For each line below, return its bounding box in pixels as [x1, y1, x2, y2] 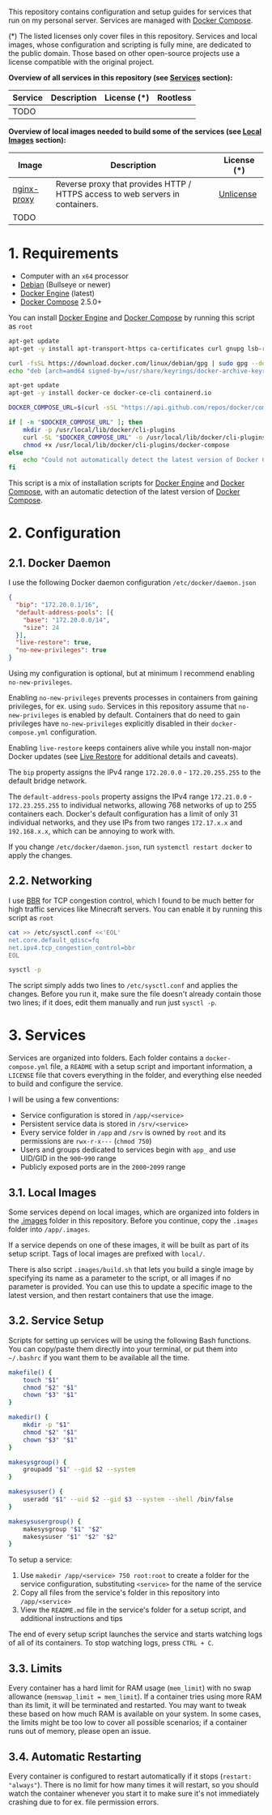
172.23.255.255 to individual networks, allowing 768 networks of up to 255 [8, 800, 257, 810]
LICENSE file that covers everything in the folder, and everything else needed [8, 1071, 262, 1080]
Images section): [8, 136, 66, 144]
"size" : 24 [23, 623, 60, 632]
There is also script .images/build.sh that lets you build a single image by [8, 1265, 254, 1274]
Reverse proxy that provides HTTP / [55, 179, 192, 189]
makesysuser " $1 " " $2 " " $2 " [23, 1533, 117, 1541]
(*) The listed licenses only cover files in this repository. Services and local [8, 32, 257, 41]
